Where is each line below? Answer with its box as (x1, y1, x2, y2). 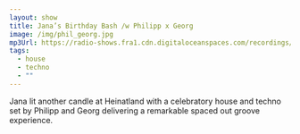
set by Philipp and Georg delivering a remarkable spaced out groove (9, 105, 261, 116)
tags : (9, 46, 29, 55)
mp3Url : (9, 38, 38, 47)
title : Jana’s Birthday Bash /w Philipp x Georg (9, 21, 194, 30)
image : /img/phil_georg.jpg (9, 29, 114, 38)
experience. (9, 114, 54, 125)
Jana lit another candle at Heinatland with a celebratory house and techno (9, 96, 282, 106)
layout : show (9, 13, 58, 22)
